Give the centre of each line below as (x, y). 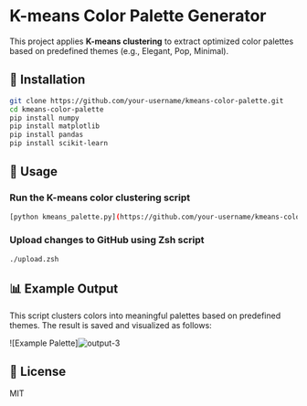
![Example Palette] (44, 343)
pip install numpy (44, 118)
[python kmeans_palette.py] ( (65, 217)
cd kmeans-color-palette (57, 109)
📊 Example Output (64, 289)
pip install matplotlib (55, 126)
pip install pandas (47, 135)
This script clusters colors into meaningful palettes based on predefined (145, 315)
